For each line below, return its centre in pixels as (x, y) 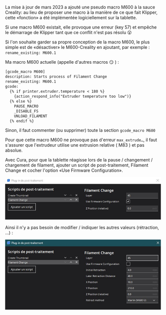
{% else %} (21, 101)
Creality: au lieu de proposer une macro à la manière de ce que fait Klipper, (82, 12)
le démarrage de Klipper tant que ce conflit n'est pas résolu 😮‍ (68, 32)
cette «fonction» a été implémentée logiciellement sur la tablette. (71, 18)
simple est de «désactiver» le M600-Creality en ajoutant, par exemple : (77, 47)
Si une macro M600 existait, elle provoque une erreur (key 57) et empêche (81, 27)
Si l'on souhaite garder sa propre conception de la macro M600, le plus (77, 42)
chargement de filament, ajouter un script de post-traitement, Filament (77, 165)
